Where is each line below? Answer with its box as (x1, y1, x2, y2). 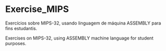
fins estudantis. (5, 25, 37, 31)
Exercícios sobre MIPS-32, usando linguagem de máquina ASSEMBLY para (5, 20, 161, 26)
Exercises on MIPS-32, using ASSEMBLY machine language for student (5, 35, 154, 41)
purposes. (5, 40, 27, 46)
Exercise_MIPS (5, 3, 69, 15)
